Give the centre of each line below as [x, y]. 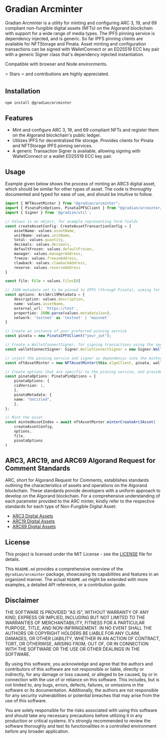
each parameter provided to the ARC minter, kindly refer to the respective [80, 501]
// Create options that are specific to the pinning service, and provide [84, 372]
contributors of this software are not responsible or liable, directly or [75, 669]
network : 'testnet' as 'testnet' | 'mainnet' [62, 318]
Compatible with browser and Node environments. [56, 64]
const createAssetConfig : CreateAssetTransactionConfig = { [68, 226]
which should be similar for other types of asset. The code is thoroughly [79, 189]
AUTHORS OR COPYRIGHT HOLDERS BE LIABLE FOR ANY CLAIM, [73, 633]
